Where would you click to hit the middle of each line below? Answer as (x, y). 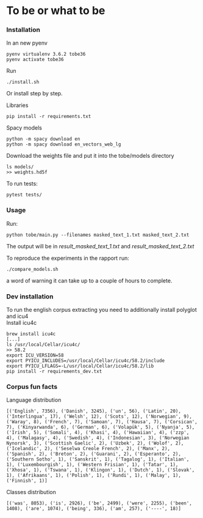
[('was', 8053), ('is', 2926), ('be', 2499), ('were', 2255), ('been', (99, 503)
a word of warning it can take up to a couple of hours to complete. (89, 280)
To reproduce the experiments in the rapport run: (68, 258)
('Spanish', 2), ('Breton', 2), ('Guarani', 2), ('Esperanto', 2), (94, 454)
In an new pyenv (27, 43)
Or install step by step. (34, 94)
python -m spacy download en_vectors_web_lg (64, 144)
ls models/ (20, 167)
